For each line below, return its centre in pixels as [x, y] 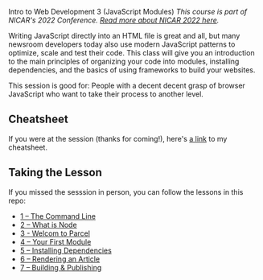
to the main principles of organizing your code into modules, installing [124, 61]
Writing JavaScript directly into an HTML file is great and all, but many [124, 36]
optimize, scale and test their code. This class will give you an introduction [131, 53]
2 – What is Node [49, 224]
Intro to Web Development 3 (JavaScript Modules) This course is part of [128, 12]
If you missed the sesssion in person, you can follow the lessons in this [126, 191]
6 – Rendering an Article [60, 259]
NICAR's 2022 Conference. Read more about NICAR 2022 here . [114, 20]
